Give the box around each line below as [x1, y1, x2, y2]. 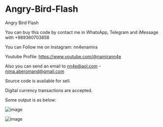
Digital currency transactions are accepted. [5, 87, 93, 93]
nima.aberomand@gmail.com [5, 68, 65, 74]
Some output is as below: [5, 97, 56, 103]
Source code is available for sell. [5, 78, 71, 84]
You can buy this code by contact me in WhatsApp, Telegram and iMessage [5, 29, 159, 35]
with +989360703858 [5, 34, 50, 40]
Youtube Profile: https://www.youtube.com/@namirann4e [5, 53, 121, 60]
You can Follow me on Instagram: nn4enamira [5, 44, 98, 50]
